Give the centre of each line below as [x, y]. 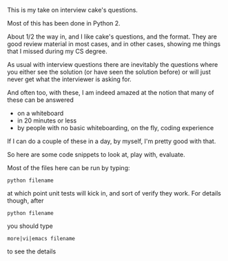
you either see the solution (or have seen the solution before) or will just [109, 72]
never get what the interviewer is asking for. [70, 79]
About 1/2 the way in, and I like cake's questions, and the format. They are [112, 36]
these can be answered [41, 100]
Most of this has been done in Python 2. [64, 23]
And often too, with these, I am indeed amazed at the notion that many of [111, 93]
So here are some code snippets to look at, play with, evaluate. [96, 155]
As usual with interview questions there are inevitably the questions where [113, 64]
